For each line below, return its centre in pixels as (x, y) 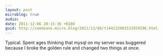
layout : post (19, 10)
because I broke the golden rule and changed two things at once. (73, 48)
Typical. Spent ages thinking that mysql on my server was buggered (75, 42)
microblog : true (22, 14)
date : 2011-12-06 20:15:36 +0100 (40, 24)
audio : (12, 19)
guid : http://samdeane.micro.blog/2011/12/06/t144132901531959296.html (81, 28)
